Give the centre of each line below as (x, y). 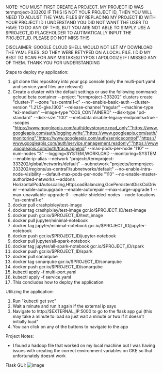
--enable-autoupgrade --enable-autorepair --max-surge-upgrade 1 (85, 189)
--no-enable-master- (136, 174)
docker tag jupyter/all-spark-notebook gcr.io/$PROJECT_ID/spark (78, 246)
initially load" (25, 321)
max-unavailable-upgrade (39, 195)
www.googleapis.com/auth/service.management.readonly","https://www (85, 143)
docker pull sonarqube (35, 256)
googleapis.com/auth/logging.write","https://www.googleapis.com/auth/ (85, 133)
